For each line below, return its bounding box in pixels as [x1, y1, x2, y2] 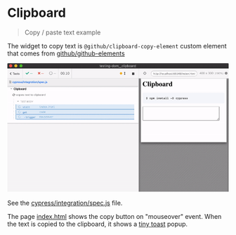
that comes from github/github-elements [7, 49, 125, 58]
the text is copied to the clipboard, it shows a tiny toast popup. [7, 220, 188, 229]
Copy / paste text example [24, 28, 101, 36]
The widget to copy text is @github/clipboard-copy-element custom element [7, 41, 227, 50]
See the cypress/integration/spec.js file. [7, 199, 123, 208]
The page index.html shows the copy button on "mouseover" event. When [7, 213, 222, 221]
